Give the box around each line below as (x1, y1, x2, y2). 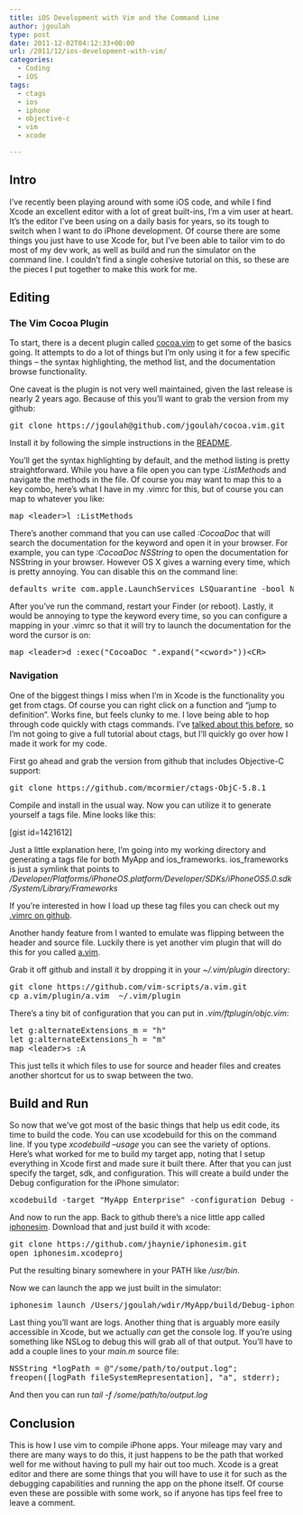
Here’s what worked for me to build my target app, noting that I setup (9, 1149, 266, 1160)
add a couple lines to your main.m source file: (9, 1346, 179, 1357)
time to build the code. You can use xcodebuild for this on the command (9, 1130, 278, 1141)
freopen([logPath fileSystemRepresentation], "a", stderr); (9, 1372, 281, 1383)
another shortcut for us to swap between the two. (9, 1069, 194, 1081)
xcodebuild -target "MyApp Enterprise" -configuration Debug (9, 1195, 286, 1206)
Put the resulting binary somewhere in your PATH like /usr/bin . (9, 1265, 241, 1276)
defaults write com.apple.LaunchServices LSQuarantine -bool (9, 584, 286, 594)
